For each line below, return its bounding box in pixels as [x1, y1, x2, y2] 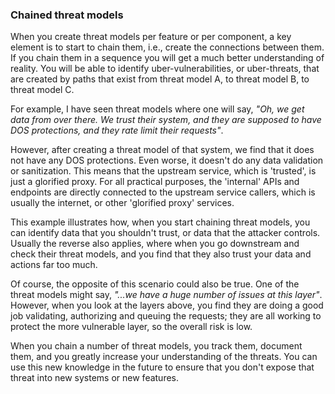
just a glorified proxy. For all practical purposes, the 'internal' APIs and [10, 176, 300, 188]
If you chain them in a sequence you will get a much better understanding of [10, 52, 325, 64]
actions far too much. [10, 259, 98, 271]
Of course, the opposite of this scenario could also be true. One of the [10, 278, 300, 290]
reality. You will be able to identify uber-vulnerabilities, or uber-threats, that [10, 63, 320, 75]
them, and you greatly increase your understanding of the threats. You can [10, 351, 318, 363]
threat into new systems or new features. [10, 372, 180, 384]
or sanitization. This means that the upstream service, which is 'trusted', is [10, 165, 317, 177]
